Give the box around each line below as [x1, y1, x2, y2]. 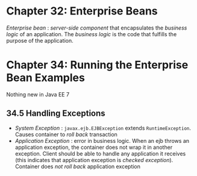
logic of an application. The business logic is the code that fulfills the [6, 30, 177, 37]
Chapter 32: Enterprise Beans [6, 4, 158, 18]
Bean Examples [6, 71, 86, 85]
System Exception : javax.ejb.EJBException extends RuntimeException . [14, 124, 192, 131]
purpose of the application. [6, 37, 73, 44]
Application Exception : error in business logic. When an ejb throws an [14, 137, 190, 144]
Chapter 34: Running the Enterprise [6, 58, 189, 72]
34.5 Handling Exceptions [6, 108, 105, 119]
